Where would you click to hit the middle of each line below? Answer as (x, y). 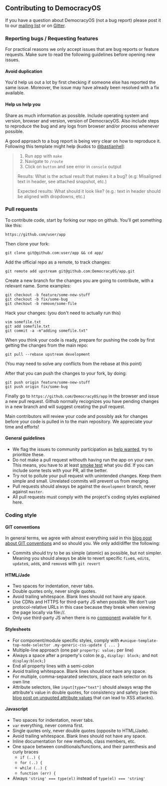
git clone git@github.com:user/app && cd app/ (54, 253)
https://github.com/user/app (35, 234)
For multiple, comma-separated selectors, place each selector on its (83, 676)
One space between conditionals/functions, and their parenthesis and (84, 746)
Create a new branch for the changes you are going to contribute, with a (79, 280)
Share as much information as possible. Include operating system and (77, 115)
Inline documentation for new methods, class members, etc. (74, 741)
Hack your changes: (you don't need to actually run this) (63, 313)
